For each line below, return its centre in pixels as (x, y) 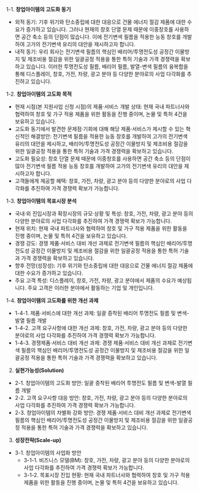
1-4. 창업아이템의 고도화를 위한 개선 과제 (53, 300)
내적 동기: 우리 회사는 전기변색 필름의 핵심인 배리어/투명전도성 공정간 (94, 52)
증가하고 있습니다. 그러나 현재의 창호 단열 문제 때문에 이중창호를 (99, 29)
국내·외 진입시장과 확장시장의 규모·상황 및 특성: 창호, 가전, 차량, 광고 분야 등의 (104, 214)
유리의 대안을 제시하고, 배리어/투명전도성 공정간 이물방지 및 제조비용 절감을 (101, 144)
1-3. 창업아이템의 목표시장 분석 (42, 201)
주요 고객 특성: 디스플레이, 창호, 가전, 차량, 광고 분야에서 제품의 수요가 (95, 280)
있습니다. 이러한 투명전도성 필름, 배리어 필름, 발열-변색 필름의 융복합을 (107, 67)
